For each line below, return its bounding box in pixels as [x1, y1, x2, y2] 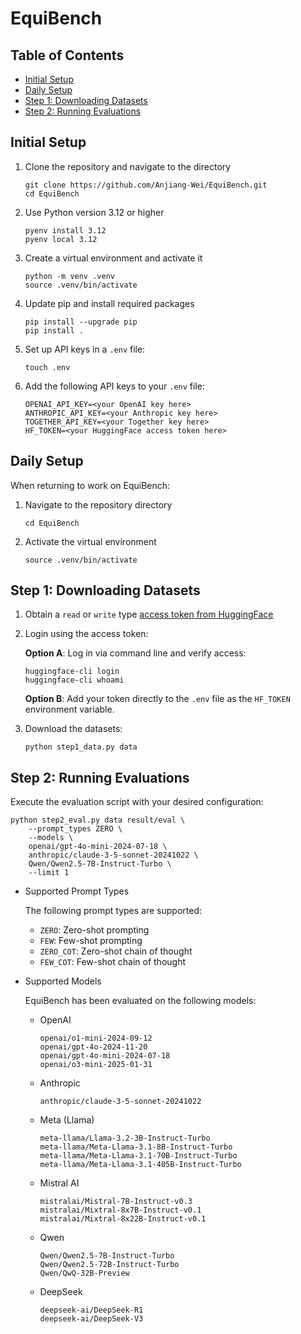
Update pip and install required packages [24, 297, 195, 309]
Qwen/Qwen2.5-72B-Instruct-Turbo [39, 1260, 180, 1270]
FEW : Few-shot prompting [39, 935, 143, 947]
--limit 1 [28, 868, 70, 878]
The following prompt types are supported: [24, 905, 202, 917]
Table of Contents [10, 47, 125, 64]
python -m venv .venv [24, 271, 115, 281]
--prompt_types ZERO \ [28, 824, 123, 834]
